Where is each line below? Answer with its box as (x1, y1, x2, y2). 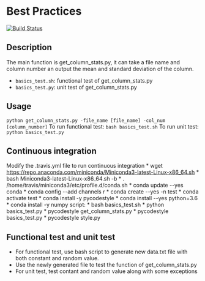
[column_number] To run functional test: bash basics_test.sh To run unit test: (6, 122, 199, 130)
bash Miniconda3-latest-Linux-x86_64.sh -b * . (6, 175, 125, 182)
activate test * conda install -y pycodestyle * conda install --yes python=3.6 (6, 195, 198, 202)
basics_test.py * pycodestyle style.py (6, 214, 101, 222)
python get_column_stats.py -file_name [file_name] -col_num (6, 118, 166, 124)
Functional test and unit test (6, 231, 116, 242)
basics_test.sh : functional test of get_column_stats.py (15, 77, 153, 84)
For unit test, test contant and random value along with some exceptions (15, 268, 198, 275)
